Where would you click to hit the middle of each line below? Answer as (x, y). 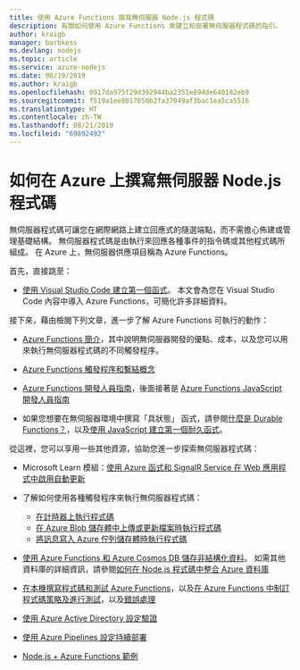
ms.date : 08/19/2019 (48, 76)
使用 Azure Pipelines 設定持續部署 (84, 637)
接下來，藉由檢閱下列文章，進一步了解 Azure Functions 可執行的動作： (139, 320)
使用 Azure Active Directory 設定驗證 (90, 618)
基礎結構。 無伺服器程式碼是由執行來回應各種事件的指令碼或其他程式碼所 (151, 240)
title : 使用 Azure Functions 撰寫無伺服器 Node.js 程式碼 (112, 17)
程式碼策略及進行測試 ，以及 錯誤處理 (89, 599)
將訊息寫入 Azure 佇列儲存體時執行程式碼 (111, 539)
